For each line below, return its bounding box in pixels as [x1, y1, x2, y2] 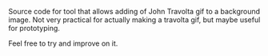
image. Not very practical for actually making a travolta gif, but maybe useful [8, 15, 261, 24]
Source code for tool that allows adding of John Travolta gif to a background [8, 7, 261, 16]
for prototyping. [8, 24, 60, 32]
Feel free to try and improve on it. [8, 39, 118, 48]
